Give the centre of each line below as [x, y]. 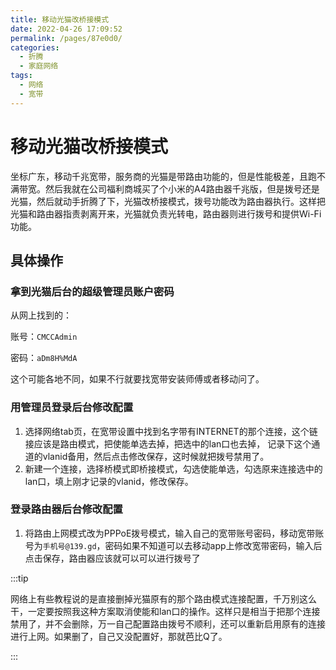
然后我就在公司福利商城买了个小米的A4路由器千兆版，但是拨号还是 [182, 188]
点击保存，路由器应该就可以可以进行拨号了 [112, 558]
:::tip [19, 578]
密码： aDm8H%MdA [44, 358]
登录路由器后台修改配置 [66, 509]
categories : [35, 47]
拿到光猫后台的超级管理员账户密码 [92, 291]
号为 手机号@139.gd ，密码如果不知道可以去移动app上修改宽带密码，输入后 [173, 545]
